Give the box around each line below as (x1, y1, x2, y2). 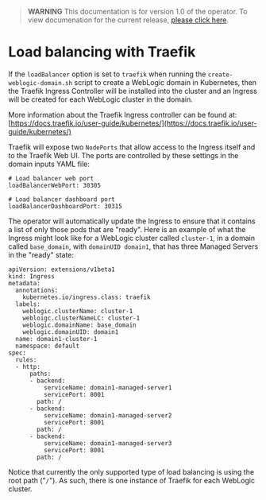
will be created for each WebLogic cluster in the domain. (8, 95, 193, 104)
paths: (29, 370, 52, 378)
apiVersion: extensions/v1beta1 (8, 266, 115, 273)
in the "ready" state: (8, 250, 74, 259)
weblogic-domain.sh (8, 79, 73, 87)
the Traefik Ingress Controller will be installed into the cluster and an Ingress (8, 86, 258, 95)
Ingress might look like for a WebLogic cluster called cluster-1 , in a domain (8, 233, 256, 242)
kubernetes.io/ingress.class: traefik (22, 293, 151, 301)
